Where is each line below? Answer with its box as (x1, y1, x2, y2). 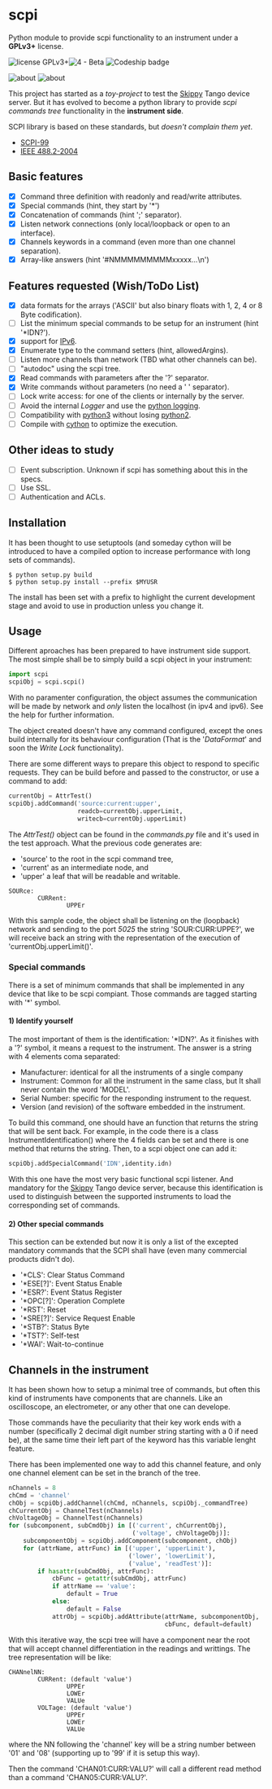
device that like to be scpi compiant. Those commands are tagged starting (8, 988, 257, 999)
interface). (19, 228, 55, 238)
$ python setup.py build (8, 570, 93, 579)
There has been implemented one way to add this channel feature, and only (8, 1459, 261, 1469)
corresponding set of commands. (8, 1200, 120, 1210)
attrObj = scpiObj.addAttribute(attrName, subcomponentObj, (51, 1612, 260, 1620)
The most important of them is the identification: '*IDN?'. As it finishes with (8, 1035, 260, 1044)
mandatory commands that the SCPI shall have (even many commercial (8, 1246, 248, 1255)
